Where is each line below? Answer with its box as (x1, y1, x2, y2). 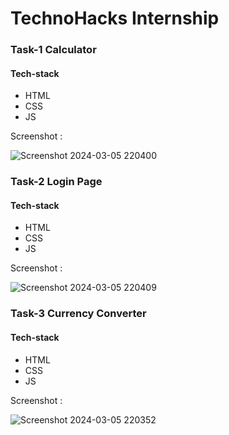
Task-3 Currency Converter (10, 307, 147, 321)
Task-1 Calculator (10, 43, 97, 57)
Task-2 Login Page (10, 175, 103, 189)
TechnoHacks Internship (10, 7, 220, 30)
